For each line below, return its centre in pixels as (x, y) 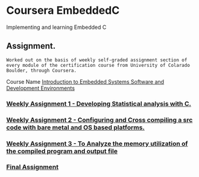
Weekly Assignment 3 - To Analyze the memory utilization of (97, 143)
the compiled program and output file (62, 151)
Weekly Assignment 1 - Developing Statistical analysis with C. (99, 104)
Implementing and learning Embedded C (56, 27)
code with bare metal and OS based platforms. (75, 127)
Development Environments (41, 88)
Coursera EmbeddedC (63, 11)
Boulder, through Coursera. (42, 70)
